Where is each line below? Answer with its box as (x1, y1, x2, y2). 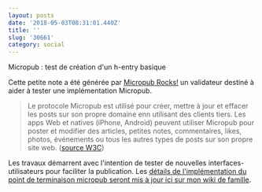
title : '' (8, 26, 41, 34)
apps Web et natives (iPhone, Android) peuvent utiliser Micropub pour (27, 118, 254, 127)
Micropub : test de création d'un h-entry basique (8, 62, 167, 72)
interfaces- (208, 158, 245, 168)
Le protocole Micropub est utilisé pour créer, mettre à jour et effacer (27, 102, 249, 111)
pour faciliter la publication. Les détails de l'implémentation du (45, 167, 247, 176)
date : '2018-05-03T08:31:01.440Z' (8, 19, 122, 27)
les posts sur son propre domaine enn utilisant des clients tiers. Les (27, 109, 246, 119)
